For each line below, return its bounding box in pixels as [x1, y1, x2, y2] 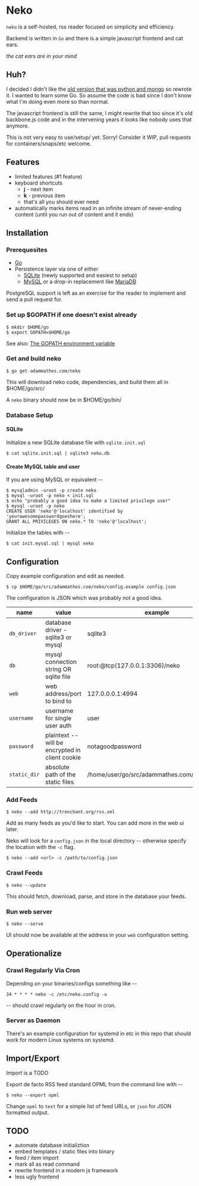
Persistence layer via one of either [14, 265, 99, 273]
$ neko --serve [6, 921, 44, 927]
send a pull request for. [6, 296, 63, 303]
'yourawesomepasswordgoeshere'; [6, 514, 86, 520]
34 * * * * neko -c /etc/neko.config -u [6, 991, 108, 997]
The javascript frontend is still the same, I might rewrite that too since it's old [6, 109, 192, 116]
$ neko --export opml [6, 1092, 60, 1098]
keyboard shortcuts [14, 179, 63, 186]
